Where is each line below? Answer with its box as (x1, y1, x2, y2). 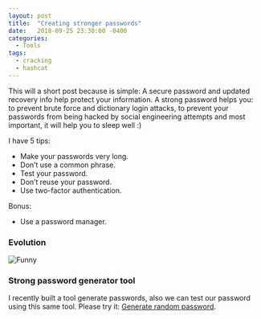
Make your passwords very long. (19, 151, 128, 161)
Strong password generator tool (8, 275, 136, 286)
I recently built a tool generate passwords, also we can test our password (8, 293, 251, 303)
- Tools (15, 42, 42, 50)
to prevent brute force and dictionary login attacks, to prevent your (8, 103, 229, 112)
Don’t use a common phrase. (19, 160, 116, 170)
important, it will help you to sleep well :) (8, 120, 142, 129)
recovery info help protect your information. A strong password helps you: (8, 94, 254, 104)
